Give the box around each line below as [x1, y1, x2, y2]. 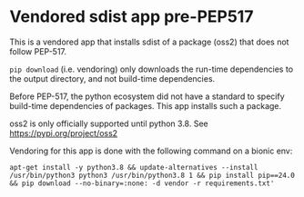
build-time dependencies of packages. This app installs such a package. [9, 100, 282, 111]
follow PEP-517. [9, 45, 66, 56]
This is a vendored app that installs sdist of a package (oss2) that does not [9, 36, 289, 47]
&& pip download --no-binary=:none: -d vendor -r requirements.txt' [9, 179, 275, 188]
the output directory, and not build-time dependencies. [9, 73, 216, 84]
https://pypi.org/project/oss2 [9, 127, 118, 138]
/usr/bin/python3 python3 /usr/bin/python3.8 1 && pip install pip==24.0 [9, 171, 296, 180]
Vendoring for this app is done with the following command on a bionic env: [9, 145, 293, 156]
